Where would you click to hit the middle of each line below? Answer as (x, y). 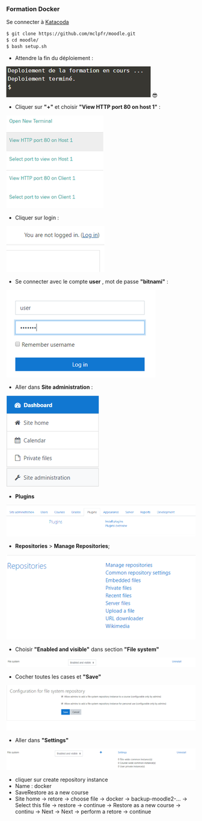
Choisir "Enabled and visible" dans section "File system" (87, 649)
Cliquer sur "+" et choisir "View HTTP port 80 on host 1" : (88, 106)
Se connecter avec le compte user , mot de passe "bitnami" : (91, 281)
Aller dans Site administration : (54, 387)
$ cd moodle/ (23, 40)
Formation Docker (33, 9)
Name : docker (33, 786)
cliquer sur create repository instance (61, 780)
